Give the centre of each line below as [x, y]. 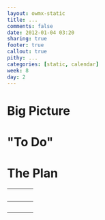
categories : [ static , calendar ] [53, 64]
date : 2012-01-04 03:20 [41, 32]
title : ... [22, 20]
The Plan [32, 173]
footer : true [26, 45]
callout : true [27, 52]
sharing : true [27, 39]
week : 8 [18, 70]
